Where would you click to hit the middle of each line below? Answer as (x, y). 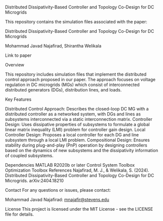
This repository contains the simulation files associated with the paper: (76, 22)
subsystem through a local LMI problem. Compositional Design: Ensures (77, 140)
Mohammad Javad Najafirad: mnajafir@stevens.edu (57, 199)
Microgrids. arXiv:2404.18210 (34, 181)
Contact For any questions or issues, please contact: (58, 190)
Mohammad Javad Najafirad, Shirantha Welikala (53, 46)
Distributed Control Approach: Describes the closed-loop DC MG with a (77, 109)
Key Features (18, 99)
